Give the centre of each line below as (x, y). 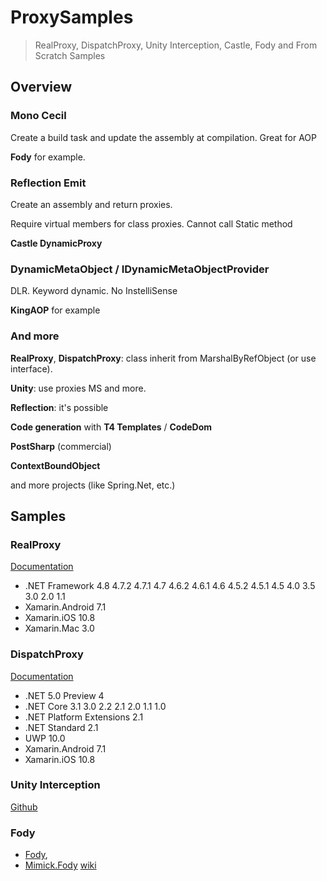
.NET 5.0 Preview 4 (64, 695)
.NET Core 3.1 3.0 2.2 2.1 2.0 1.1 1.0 (95, 706)
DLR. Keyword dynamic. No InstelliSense (94, 291)
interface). (31, 368)
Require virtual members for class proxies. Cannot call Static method (151, 223)
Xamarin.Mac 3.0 (59, 628)
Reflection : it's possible (59, 407)
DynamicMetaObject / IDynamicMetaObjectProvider (140, 269)
